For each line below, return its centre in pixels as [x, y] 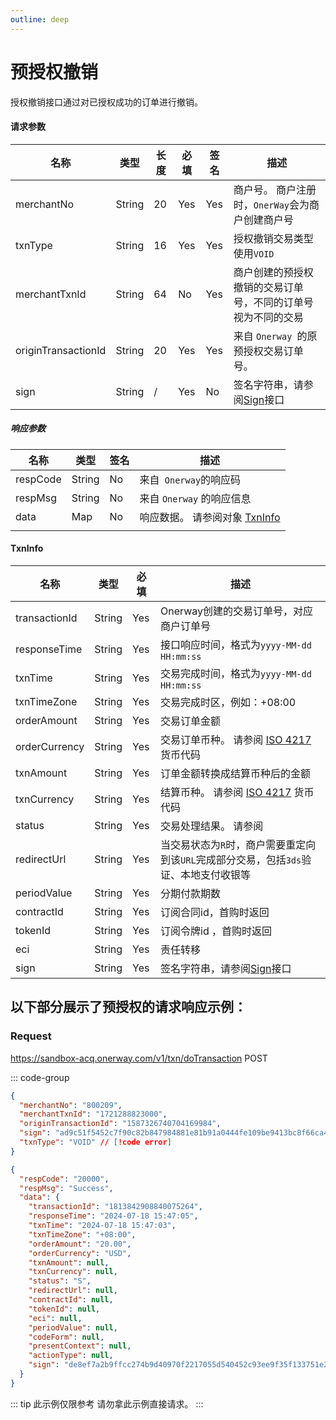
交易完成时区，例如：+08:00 [228, 702]
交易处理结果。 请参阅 [212, 826]
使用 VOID [254, 253]
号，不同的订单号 [273, 302]
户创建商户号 [263, 219]
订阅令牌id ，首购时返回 [216, 931]
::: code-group [40, 1077]
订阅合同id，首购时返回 [215, 912]
